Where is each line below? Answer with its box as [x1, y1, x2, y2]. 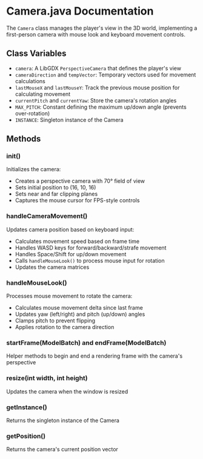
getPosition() [6, 432, 46, 440]
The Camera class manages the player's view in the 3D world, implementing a [6, 24, 198, 32]
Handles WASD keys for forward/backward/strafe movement [15, 244, 167, 251]
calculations [15, 77, 45, 84]
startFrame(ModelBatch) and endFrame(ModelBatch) [6, 338, 167, 347]
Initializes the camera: [6, 166, 61, 173]
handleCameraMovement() [6, 212, 88, 220]
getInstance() [6, 403, 47, 411]
